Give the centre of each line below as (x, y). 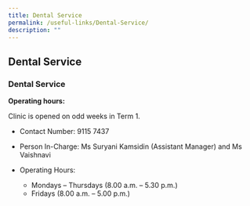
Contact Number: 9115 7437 (64, 132)
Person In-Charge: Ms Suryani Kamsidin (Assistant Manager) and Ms (131, 146)
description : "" (34, 30)
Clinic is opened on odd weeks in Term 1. (74, 116)
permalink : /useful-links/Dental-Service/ (78, 23)
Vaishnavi (35, 155)
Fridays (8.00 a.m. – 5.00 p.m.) (81, 193)
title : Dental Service (45, 15)
